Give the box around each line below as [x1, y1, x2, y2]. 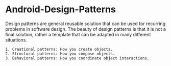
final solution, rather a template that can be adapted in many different [5, 31, 151, 37]
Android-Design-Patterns [5, 4, 116, 15]
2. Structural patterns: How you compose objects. [5, 51, 115, 56]
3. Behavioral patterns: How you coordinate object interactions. [5, 55, 150, 61]
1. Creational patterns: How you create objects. [5, 47, 113, 52]
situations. [5, 37, 27, 43]
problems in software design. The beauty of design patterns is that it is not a [5, 26, 166, 32]
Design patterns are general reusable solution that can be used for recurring [5, 20, 166, 27]
